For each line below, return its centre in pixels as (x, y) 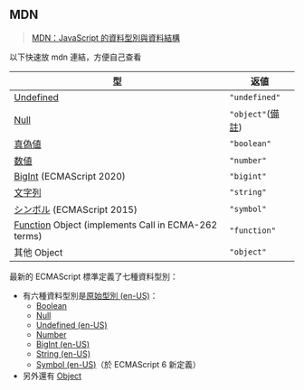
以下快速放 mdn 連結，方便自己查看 (76, 57)
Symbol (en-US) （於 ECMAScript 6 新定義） (118, 364)
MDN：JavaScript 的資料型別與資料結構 (106, 37)
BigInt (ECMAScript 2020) (70, 176)
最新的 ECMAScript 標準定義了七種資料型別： (94, 276)
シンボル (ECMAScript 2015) (76, 209)
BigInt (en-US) (63, 344)
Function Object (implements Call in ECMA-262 (116, 225)
